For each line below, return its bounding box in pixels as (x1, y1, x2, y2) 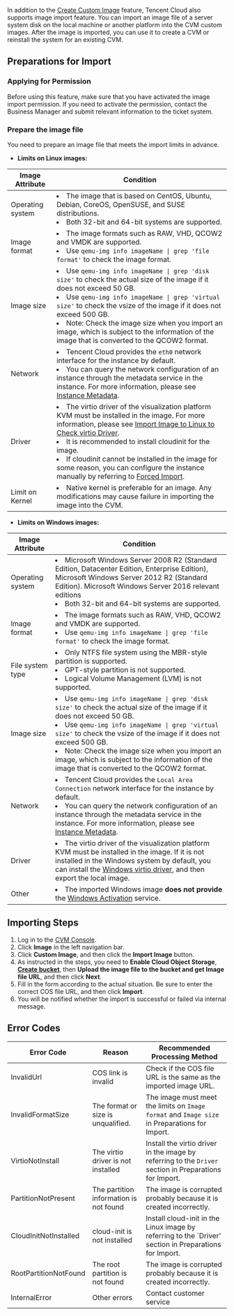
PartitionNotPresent (10, 1193, 75, 1203)
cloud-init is (92, 1226, 132, 1236)
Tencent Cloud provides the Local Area (65, 774, 193, 784)
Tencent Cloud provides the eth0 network (65, 346, 202, 356)
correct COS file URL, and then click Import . (17, 987, 145, 995)
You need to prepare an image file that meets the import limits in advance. (7, 140, 219, 148)
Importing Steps (7, 917, 79, 929)
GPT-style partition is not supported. (65, 665, 186, 675)
